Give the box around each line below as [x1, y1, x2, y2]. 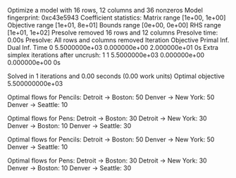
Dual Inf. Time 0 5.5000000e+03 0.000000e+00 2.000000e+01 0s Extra [7, 44, 218, 51]
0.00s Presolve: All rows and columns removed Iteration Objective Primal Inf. [7, 36, 230, 44]
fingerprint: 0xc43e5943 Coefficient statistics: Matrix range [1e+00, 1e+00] [7, 13, 226, 22]
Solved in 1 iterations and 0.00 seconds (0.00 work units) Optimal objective [7, 72, 225, 80]
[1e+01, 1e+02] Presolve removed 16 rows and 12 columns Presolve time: [7, 28, 218, 37]
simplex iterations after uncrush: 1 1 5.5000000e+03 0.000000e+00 [7, 51, 205, 59]
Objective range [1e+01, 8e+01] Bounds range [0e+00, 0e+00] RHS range [7, 21, 222, 29]
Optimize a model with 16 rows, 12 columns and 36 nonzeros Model [7, 6, 203, 14]
